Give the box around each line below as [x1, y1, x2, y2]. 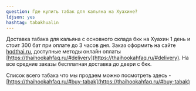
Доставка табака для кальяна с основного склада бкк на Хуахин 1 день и [6, 36, 191, 43]
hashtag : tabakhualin [6, 19, 59, 25]
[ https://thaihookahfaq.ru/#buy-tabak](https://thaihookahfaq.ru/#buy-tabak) [6, 78, 191, 85]
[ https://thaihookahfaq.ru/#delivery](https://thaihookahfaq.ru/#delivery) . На [6, 54, 189, 62]
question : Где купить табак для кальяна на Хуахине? [6, 8, 138, 15]
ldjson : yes [6, 14, 35, 20]
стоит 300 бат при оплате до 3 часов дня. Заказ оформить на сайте [6, 42, 176, 49]
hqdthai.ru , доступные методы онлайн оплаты [6, 48, 121, 55]
